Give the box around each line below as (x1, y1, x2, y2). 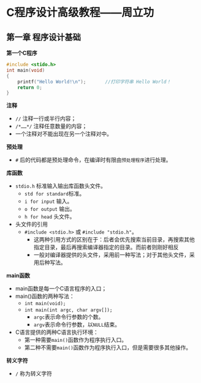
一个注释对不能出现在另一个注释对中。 (15, 130, 112, 138)
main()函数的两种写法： (15, 292, 75, 300)
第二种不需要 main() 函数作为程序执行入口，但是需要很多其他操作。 (24, 344, 192, 351)
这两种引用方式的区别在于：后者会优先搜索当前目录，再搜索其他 (33, 236, 195, 243)
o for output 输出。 (24, 205, 75, 213)
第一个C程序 (6, 50, 38, 56)
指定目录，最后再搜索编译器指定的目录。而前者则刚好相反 (33, 243, 179, 251)
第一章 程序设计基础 (6, 32, 81, 42)
